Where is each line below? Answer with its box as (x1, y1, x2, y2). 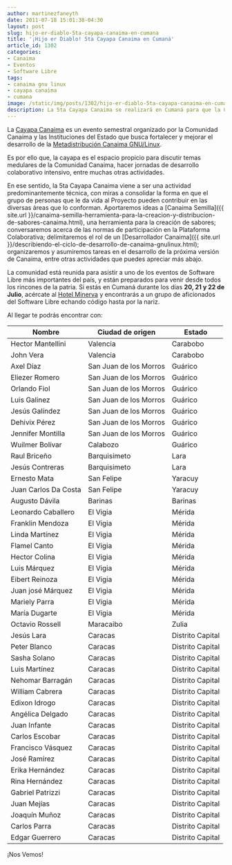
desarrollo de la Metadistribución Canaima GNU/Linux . (7, 139, 162, 148)
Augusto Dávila (10, 496, 60, 505)
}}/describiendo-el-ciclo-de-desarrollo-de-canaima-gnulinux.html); (7, 240, 200, 249)
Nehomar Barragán (10, 675, 72, 685)
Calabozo (88, 440, 119, 449)
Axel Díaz (10, 361, 41, 371)
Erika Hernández (10, 765, 65, 775)
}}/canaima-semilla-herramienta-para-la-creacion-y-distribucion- (28, 211, 215, 219)
